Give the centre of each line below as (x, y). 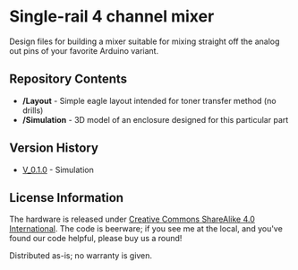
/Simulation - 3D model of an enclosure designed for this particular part (155, 119)
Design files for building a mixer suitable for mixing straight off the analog (145, 41)
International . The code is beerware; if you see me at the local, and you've (146, 229)
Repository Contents (68, 79)
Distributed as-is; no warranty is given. (81, 256)
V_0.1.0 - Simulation (58, 170)
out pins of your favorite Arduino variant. (84, 50)
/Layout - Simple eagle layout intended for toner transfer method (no (149, 100)
